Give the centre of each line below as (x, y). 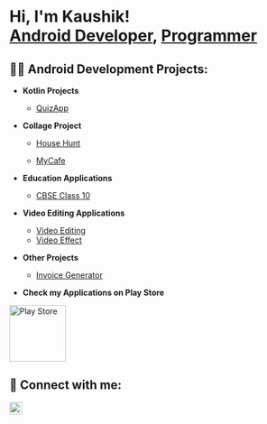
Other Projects (51, 258)
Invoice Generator (69, 275)
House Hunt (58, 143)
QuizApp (52, 108)
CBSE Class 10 (63, 195)
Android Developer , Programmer (133, 36)
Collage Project (52, 125)
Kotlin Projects (51, 91)
